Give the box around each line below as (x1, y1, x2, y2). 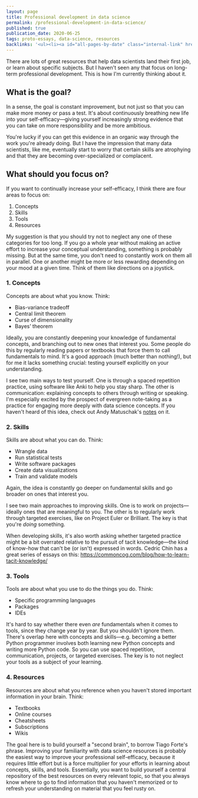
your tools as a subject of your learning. (6, 659, 103, 666)
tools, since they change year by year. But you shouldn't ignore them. (6, 627, 175, 635)
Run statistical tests (14, 454, 62, 461)
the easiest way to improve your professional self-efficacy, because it (6, 753, 176, 760)
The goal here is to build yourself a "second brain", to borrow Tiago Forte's (6, 741, 188, 748)
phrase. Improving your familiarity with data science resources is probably (6, 747, 187, 754)
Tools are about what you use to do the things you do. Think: (6, 586, 154, 593)
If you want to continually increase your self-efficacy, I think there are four (6, 185, 186, 192)
